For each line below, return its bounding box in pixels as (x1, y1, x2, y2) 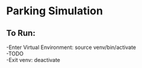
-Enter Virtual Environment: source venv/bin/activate (6, 44, 137, 51)
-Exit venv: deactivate (6, 57, 61, 63)
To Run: (6, 28, 36, 38)
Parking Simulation (6, 4, 103, 18)
